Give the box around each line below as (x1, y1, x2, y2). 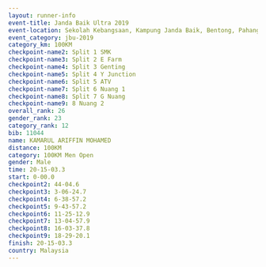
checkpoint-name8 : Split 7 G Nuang (8, 92, 126, 100)
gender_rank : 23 (8, 115, 62, 122)
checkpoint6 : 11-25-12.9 (8, 210, 90, 218)
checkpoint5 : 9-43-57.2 (8, 202, 87, 210)
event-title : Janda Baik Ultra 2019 (8, 19, 129, 27)
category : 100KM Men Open (8, 151, 93, 159)
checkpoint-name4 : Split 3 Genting (8, 63, 126, 71)
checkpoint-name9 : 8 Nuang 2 (8, 100, 104, 107)
